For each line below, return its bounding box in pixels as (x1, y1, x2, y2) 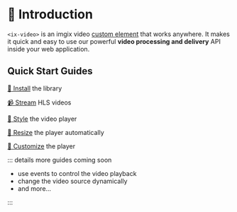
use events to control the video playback (17, 169, 137, 177)
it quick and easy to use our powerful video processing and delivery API (7, 37, 221, 45)
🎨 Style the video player (7, 114, 77, 123)
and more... (17, 184, 52, 193)
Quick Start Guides (7, 65, 93, 77)
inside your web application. (7, 45, 90, 53)
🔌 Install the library (7, 84, 62, 93)
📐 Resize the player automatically (7, 128, 104, 136)
